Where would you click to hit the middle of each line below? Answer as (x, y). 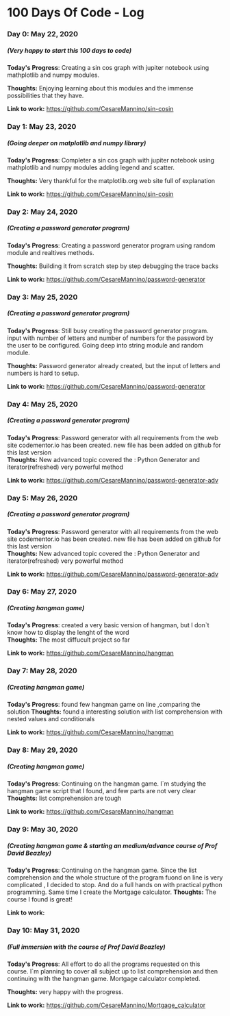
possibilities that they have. (46, 96)
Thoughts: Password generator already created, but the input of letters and (114, 365)
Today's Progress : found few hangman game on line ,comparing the (104, 705)
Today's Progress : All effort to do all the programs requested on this (104, 964)
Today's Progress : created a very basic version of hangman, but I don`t (108, 625)
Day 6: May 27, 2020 (42, 592)
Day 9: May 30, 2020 (43, 830)
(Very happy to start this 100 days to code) (69, 50)
